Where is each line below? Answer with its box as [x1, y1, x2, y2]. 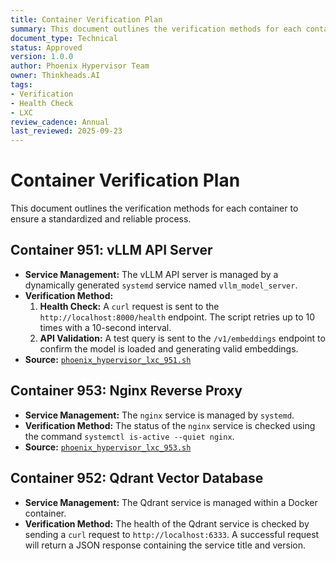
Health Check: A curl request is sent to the [39, 300, 220, 312]
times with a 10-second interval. [39, 321, 172, 333]
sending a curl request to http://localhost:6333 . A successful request [24, 528, 320, 540]
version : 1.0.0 [10, 52, 74, 62]
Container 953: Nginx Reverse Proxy [10, 382, 243, 400]
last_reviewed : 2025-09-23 [10, 126, 123, 136]
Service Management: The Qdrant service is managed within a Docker [24, 496, 318, 508]
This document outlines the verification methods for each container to [10, 202, 299, 215]
